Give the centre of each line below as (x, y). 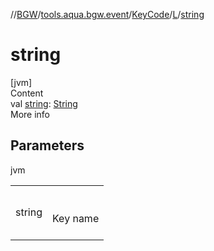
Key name (76, 218)
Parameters (47, 145)
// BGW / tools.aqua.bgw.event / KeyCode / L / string (107, 14)
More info (30, 114)
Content (27, 93)
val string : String (44, 103)
